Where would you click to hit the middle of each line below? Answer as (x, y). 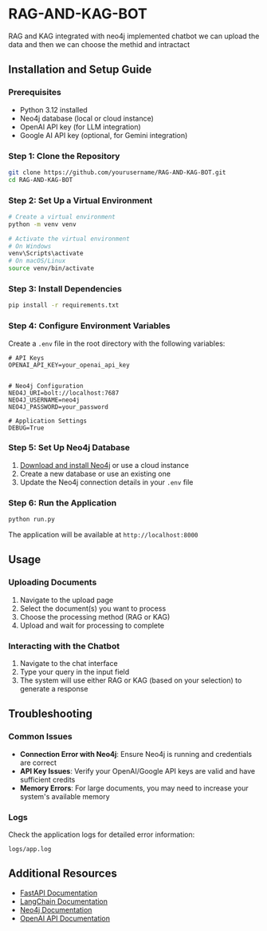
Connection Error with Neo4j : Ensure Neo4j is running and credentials (136, 754)
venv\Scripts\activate (46, 254)
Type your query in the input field (75, 672)
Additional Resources (63, 874)
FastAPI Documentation (59, 893)
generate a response (54, 689)
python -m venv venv (43, 224)
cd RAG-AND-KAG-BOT (41, 180)
